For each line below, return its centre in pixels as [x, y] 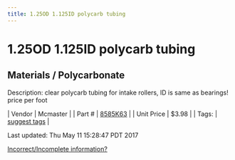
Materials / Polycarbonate [66, 75]
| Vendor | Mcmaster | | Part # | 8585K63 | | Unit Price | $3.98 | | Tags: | [113, 114]
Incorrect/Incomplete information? [58, 149]
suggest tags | [28, 121]
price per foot [27, 100]
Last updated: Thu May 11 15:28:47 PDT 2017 [73, 135]
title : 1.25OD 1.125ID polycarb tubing [67, 14]
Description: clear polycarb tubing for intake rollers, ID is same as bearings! [118, 92]
